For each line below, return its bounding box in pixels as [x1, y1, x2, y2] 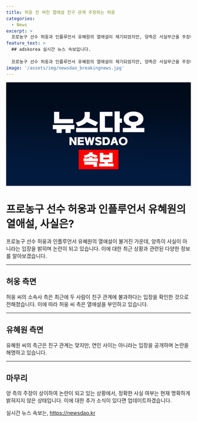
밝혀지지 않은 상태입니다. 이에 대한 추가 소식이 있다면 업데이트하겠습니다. [6, 397, 172, 404]
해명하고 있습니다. [6, 349, 47, 356]
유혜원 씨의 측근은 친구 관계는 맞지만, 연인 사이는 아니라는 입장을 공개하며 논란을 [6, 341, 189, 348]
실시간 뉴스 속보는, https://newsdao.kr [6, 410, 96, 417]
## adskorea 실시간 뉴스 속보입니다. [11, 47, 91, 53]
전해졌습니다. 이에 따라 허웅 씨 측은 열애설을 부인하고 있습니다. [6, 300, 148, 307]
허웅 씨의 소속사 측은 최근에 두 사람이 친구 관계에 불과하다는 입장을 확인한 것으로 [6, 293, 189, 300]
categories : [6, 15, 35, 22]
